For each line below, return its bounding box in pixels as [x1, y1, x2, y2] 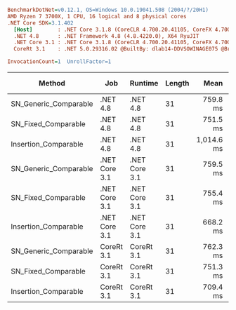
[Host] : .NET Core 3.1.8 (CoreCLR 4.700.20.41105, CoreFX [13, 26, 212, 33]
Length [164, 79, 190, 88]
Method [38, 79, 65, 88]
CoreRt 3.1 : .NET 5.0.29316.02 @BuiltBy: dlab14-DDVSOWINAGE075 [13, 46, 218, 53]
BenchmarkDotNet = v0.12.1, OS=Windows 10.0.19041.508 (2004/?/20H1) [7, 6, 209, 13]
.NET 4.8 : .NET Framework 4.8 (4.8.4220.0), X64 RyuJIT [13, 32, 199, 39]
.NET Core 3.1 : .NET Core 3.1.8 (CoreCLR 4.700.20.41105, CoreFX [13, 39, 212, 46]
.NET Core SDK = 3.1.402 [7, 19, 74, 27]
